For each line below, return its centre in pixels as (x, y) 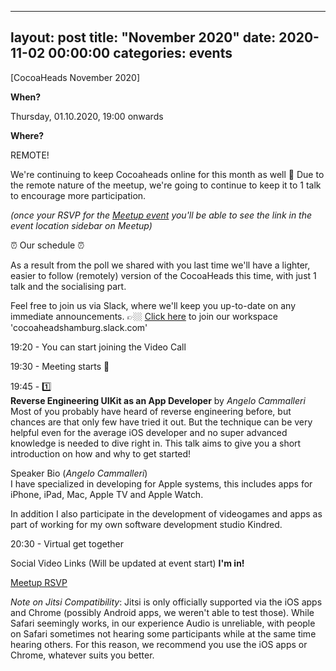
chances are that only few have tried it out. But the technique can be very (161, 422)
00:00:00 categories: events (140, 53)
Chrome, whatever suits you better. (82, 655)
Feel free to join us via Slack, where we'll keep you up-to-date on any (153, 305)
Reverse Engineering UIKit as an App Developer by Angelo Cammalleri (158, 400)
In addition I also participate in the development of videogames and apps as (166, 513)
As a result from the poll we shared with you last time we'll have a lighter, (160, 265)
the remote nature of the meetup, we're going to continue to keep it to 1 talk (166, 185)
